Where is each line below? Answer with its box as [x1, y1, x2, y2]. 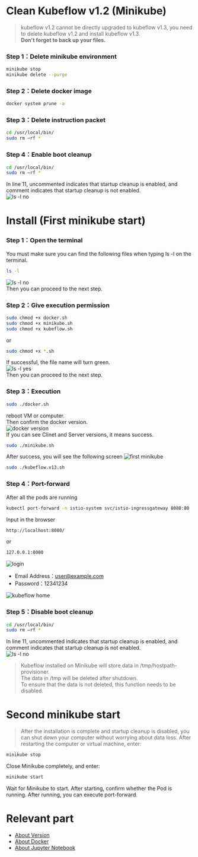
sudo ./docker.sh [6, 401, 49, 407]
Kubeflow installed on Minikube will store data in [20, 662, 139, 669]
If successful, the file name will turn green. [6, 359, 111, 366]
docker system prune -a [6, 101, 65, 107]
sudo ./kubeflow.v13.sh [6, 464, 65, 470]
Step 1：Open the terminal [6, 236, 83, 245]
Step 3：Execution [6, 387, 61, 396]
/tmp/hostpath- [140, 662, 178, 669]
